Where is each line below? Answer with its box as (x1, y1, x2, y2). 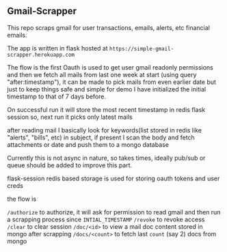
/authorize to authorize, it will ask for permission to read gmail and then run (7, 208, 221, 216)
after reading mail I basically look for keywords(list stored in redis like (7, 126, 202, 134)
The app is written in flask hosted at (7, 44, 108, 52)
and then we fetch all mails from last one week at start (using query (7, 70, 197, 79)
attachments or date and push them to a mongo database (7, 140, 170, 149)
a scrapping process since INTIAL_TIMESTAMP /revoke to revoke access (7, 215, 205, 223)
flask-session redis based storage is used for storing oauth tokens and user (7, 174, 220, 182)
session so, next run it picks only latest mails (7, 113, 133, 121)
